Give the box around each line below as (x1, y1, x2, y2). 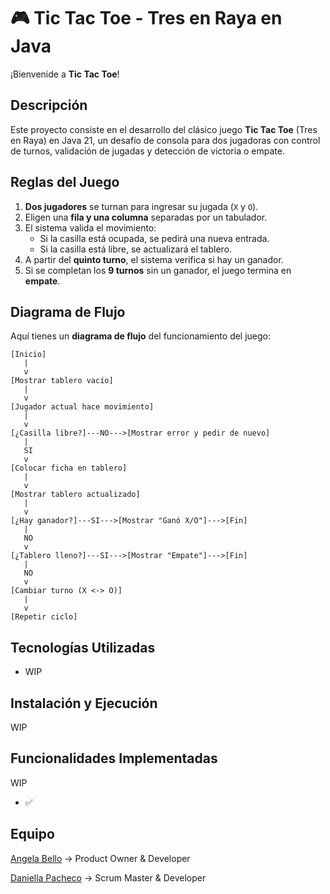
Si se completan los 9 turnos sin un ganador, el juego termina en (24, 264, 292, 276)
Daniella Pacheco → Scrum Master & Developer (10, 871, 207, 884)
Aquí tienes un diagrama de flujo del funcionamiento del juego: (10, 330, 272, 342)
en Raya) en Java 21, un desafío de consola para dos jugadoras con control (10, 134, 321, 146)
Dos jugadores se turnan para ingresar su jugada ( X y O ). (24, 200, 259, 212)
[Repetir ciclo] (10, 612, 78, 622)
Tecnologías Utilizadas (10, 639, 156, 656)
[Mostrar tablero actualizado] (10, 490, 141, 500)
